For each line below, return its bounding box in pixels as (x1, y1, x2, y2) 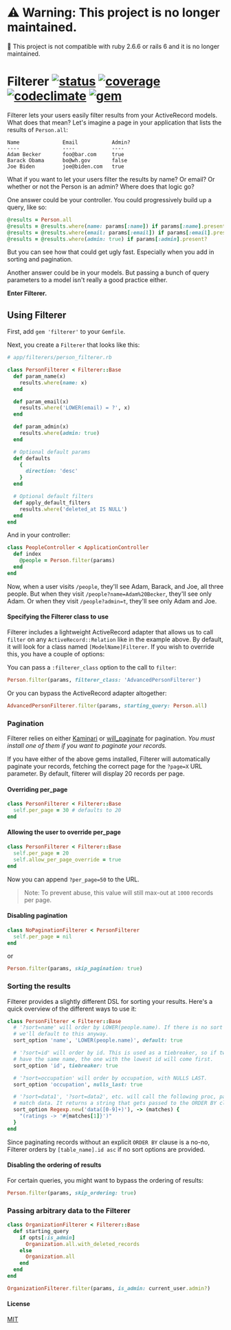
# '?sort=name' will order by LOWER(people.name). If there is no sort (13, 1024, 223, 1031)
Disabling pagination (7, 912, 67, 920)
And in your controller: (7, 531, 71, 539)
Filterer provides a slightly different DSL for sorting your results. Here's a (7, 997, 213, 1005)
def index (13, 550, 41, 558)
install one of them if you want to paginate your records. (7, 742, 167, 750)
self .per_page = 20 (13, 850, 69, 857)
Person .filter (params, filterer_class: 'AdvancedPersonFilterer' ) (7, 676, 201, 684)
